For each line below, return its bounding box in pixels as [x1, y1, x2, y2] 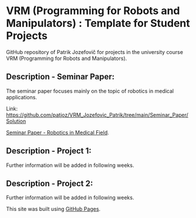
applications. [6, 93, 37, 100]
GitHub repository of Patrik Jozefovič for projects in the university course [6, 48, 184, 55]
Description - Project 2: [6, 178, 93, 189]
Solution [6, 118, 26, 125]
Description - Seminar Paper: [6, 72, 115, 82]
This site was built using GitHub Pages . [6, 206, 101, 213]
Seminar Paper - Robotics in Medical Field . [6, 129, 110, 136]
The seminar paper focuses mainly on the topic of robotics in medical [6, 87, 174, 95]
